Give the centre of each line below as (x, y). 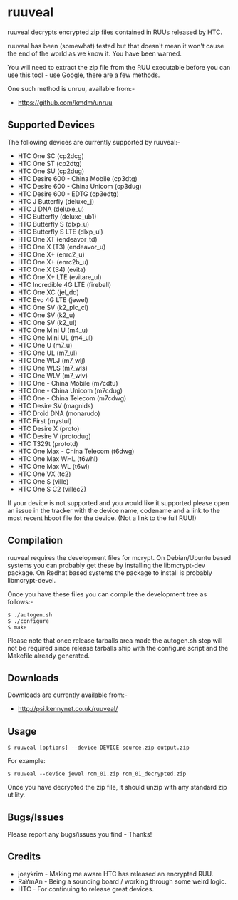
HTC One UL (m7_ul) (47, 353)
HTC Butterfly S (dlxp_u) (53, 224)
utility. (16, 795)
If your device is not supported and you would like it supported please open (118, 502)
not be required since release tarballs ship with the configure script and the (118, 648)
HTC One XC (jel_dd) (48, 292)
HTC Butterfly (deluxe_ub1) (57, 216)
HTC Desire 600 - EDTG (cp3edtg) (68, 194)
